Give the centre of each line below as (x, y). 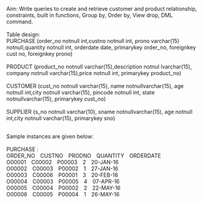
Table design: (23, 35)
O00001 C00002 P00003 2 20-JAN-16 (63, 162)
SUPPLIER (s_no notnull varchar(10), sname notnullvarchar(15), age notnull (99, 112)
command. (20, 22)
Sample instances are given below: (50, 136)
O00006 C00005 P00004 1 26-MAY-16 (63, 194)
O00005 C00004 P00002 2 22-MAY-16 (64, 188)
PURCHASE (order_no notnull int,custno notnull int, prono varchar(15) (93, 41)
